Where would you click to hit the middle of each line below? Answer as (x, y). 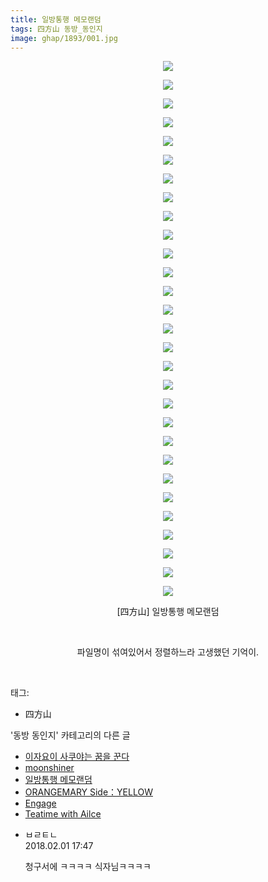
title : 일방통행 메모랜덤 (56, 19)
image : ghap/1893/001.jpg (64, 38)
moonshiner (49, 768)
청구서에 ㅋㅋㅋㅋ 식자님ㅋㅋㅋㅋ (88, 867)
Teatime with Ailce (63, 814)
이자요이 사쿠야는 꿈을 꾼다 (77, 757)
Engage (40, 803)
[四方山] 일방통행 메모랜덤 (168, 612)
